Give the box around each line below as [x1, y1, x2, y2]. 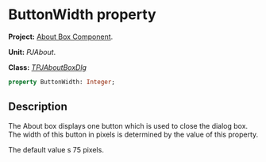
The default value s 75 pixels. [8, 145, 105, 154]
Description [8, 100, 67, 114]
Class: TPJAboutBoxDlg [8, 62, 87, 72]
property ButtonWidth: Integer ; [8, 78, 115, 86]
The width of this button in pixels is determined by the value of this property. [8, 129, 259, 139]
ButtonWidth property [8, 6, 156, 24]
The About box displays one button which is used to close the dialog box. [8, 121, 249, 130]
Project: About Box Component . [8, 32, 114, 41]
